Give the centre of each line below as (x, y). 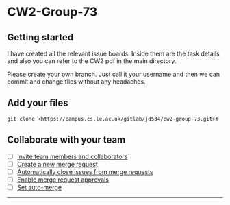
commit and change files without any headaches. (76, 82)
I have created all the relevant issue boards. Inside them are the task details (114, 53)
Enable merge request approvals (63, 180)
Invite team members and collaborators (72, 156)
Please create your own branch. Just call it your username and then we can (114, 74)
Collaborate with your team (66, 140)
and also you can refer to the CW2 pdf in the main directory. (92, 61)
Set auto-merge (39, 187)
